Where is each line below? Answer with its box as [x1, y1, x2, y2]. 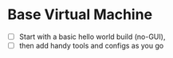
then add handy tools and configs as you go [18, 41, 164, 50]
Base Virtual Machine [7, 6, 153, 24]
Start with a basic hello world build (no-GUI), [18, 32, 166, 41]
